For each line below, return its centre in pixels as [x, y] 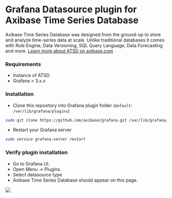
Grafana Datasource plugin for [71, 9]
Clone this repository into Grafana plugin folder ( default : [72, 105]
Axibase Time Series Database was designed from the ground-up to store [83, 34]
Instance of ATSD [31, 75]
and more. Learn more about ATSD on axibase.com [59, 51]
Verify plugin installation [37, 152]
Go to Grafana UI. [31, 164]
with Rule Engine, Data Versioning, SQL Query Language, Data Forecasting [84, 45]
